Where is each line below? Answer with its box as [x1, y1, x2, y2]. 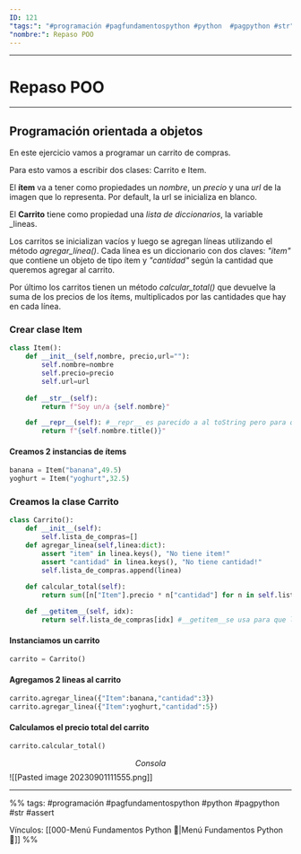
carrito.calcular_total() [9, 742, 106, 751]
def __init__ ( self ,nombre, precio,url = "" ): [25, 352, 191, 362]
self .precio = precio [41, 369, 115, 378]
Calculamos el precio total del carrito [9, 721, 150, 732]
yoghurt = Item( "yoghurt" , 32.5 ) [9, 475, 130, 484]
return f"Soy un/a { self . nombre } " [41, 402, 170, 411]
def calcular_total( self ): [25, 582, 126, 592]
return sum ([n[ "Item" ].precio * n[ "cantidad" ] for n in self [41, 591, 275, 600]
